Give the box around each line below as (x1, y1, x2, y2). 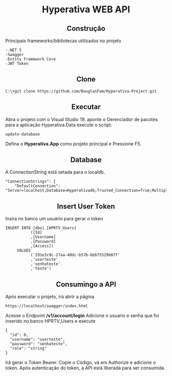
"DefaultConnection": (14, 183, 60, 189)
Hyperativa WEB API (41, 4, 131, 15)
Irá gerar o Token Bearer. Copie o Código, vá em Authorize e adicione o (5, 360, 156, 366)
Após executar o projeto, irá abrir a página (5, 294, 95, 300)
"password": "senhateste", (10, 342, 68, 347)
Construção (66, 24, 106, 33)
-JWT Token (5, 61, 29, 66)
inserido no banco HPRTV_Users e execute (5, 318, 96, 324)
